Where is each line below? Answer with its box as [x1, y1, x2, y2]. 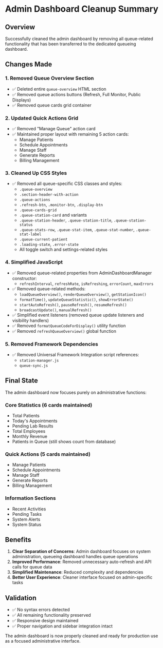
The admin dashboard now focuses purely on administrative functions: [5, 389, 147, 395]
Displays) [12, 97, 31, 103]
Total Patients [12, 412, 40, 418]
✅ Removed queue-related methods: [12, 285, 86, 291]
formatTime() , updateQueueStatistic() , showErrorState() [19, 296, 134, 302]
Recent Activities [12, 506, 46, 512]
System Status [12, 521, 41, 527]
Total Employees [12, 428, 46, 434]
